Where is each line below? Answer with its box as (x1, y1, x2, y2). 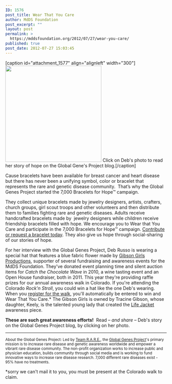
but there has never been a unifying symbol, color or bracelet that (5, 178, 144, 184)
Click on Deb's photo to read (102, 157, 163, 163)
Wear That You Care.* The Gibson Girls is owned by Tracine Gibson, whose (5, 296, 164, 302)
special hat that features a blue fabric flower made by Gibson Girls (5, 252, 145, 258)
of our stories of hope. (5, 237, 53, 243)
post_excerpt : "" (5, 22, 42, 27)
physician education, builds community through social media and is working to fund (5, 350, 153, 356)
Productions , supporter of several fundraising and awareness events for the (5, 258, 165, 264)
